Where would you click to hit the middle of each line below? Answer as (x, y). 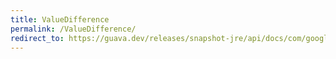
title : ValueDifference (60, 19)
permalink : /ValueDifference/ (73, 29)
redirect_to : (37, 38)
